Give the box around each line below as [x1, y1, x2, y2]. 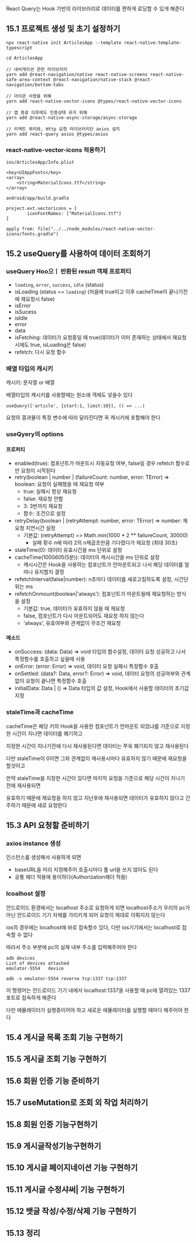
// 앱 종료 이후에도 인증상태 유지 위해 [6, 109, 88, 115]
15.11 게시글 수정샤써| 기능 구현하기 [6, 1184, 125, 1194]
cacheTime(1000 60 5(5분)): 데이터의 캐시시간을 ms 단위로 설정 [14, 554, 160, 561]
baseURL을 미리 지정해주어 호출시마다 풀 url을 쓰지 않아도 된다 [14, 866, 159, 873]
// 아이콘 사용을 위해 [6, 93, 51, 99]
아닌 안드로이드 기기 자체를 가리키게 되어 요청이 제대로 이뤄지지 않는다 [6, 911, 166, 918]
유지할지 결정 [34, 568, 64, 575]
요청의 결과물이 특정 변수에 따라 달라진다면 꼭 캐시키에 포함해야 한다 [6, 414, 161, 421]
